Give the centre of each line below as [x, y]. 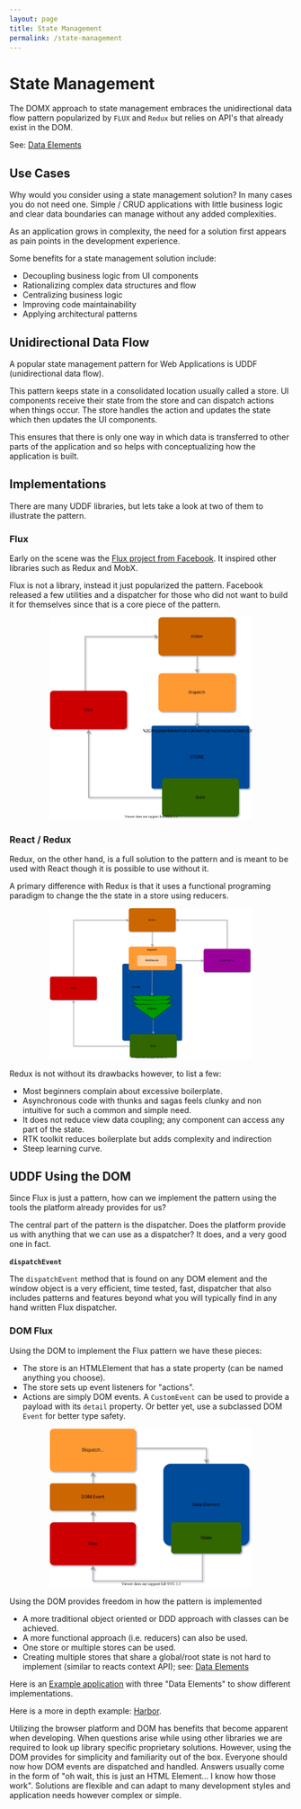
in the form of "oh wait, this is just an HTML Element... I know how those [143, 1777]
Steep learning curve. [62, 1148]
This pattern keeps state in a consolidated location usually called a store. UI [149, 390]
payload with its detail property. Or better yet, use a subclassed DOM [152, 1406]
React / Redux [40, 839]
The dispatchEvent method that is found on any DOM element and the [138, 1279]
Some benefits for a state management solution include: [113, 258]
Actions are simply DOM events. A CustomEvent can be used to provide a [156, 1396]
